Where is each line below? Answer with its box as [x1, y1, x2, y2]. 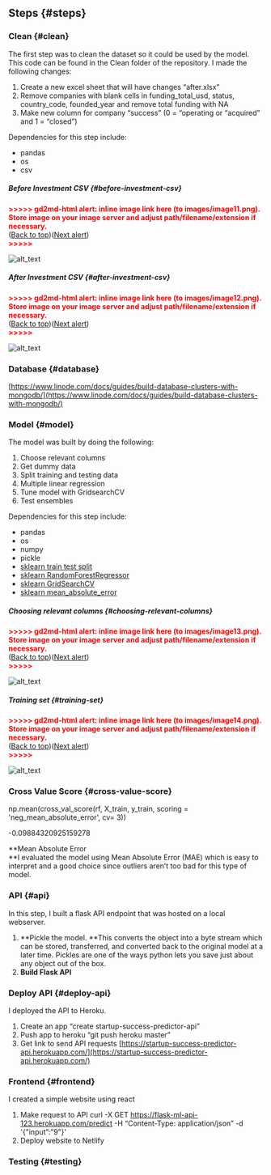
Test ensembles [19, 496, 74, 506]
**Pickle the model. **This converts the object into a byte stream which [19, 932, 263, 942]
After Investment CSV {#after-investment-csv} [8, 273, 171, 282]
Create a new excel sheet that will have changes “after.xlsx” [19, 82, 220, 91]
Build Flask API [19, 967, 72, 977]
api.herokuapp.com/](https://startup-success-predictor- [19, 1047, 208, 1057]
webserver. [8, 917, 46, 927]
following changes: [8, 66, 72, 76]
